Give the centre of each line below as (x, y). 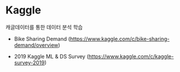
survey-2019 (29, 63)
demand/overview (36, 45)
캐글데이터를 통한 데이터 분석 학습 (44, 27)
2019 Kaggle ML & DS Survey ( (51, 56)
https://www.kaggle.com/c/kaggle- (131, 56)
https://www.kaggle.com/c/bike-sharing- (120, 39)
